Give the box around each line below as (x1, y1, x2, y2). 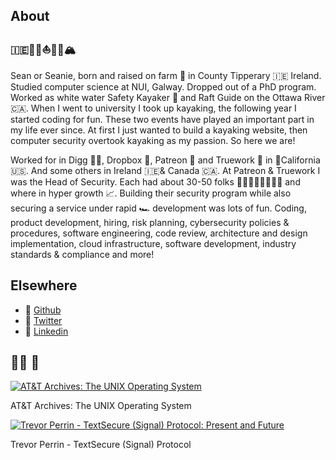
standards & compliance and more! (10, 248, 155, 260)
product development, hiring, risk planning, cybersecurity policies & (10, 216, 290, 228)
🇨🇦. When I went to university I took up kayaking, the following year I (10, 102, 297, 114)
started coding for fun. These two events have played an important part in (10, 113, 315, 125)
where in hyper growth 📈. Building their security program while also (10, 187, 292, 199)
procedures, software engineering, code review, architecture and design (10, 227, 308, 239)
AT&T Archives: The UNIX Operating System (10, 400, 192, 412)
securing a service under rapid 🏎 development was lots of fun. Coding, (10, 202, 307, 214)
